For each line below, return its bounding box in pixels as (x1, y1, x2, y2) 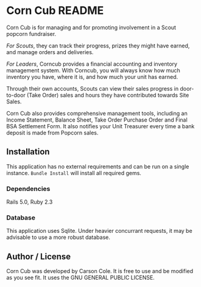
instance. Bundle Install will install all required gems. (6, 169, 142, 176)
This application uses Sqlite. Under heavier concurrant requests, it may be (6, 227, 193, 235)
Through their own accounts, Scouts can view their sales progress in (6, 85, 178, 92)
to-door (6, 91, 26, 99)
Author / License (6, 251, 71, 261)
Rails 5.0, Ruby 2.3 (6, 198, 53, 206)
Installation (6, 147, 50, 157)
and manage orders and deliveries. (6, 48, 94, 55)
